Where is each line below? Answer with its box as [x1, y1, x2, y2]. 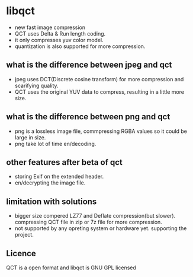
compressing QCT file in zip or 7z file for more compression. [14, 218, 163, 226]
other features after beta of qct [6, 157, 123, 167]
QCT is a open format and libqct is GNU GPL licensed [6, 264, 136, 271]
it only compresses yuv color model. [14, 36, 104, 43]
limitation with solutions [6, 196, 97, 206]
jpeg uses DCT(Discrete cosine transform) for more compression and [14, 75, 184, 82]
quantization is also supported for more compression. [14, 43, 146, 50]
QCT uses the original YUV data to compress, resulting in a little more [14, 88, 185, 95]
